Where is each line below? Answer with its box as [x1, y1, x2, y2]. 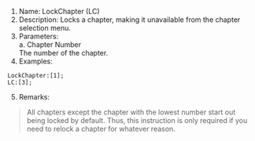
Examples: [18, 56, 53, 66]
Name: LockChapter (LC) [18, 7, 100, 16]
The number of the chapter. [18, 49, 109, 57]
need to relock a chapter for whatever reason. [26, 125, 176, 133]
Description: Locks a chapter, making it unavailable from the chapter [18, 15, 241, 24]
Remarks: [18, 92, 50, 101]
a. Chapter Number [18, 40, 82, 49]
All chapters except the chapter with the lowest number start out [26, 107, 236, 117]
